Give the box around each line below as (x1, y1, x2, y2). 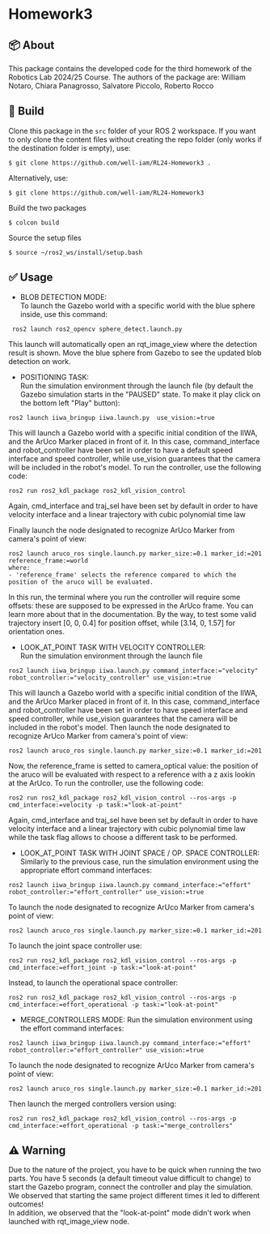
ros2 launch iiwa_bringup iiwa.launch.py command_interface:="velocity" (8, 666, 259, 675)
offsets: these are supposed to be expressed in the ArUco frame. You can (8, 601, 254, 611)
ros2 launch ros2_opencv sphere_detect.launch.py (11, 325, 183, 333)
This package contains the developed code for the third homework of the (8, 64, 252, 73)
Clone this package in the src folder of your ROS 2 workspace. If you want (8, 126, 256, 135)
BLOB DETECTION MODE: (19, 292, 108, 302)
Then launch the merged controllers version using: (8, 1099, 176, 1108)
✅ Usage (8, 271, 53, 285)
